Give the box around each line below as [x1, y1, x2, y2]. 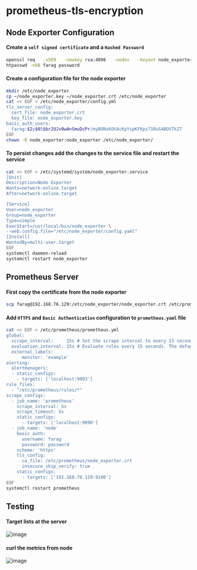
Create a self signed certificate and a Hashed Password [6, 44, 145, 51]
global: [6, 333, 25, 338]
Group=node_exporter [6, 212, 57, 218]
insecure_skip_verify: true [21, 463, 91, 470]
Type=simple [6, 218, 35, 223]
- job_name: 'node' [11, 425, 59, 432]
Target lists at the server [6, 518, 67, 525]
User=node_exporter [6, 206, 54, 212]
